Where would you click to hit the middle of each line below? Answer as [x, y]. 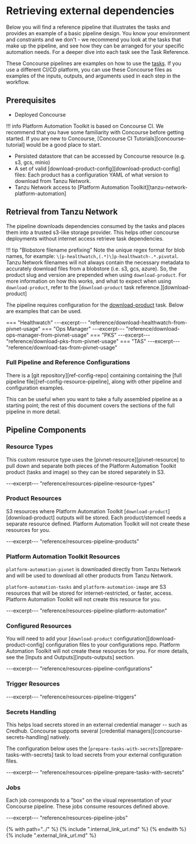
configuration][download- [145, 639]
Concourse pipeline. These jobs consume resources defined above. [88, 806]
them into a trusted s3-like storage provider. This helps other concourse [93, 232]
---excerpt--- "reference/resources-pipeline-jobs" [67, 818]
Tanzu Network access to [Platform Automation [72, 187]
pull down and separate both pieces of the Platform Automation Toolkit [91, 466]
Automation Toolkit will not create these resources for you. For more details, [97, 651]
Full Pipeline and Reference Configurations [68, 362]
